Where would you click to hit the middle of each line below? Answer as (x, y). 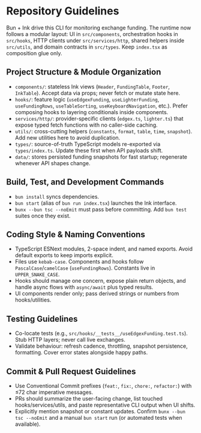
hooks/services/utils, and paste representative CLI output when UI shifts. (105, 405)
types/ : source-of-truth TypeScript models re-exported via (88, 144)
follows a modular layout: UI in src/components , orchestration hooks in (92, 34)
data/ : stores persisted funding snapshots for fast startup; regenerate (101, 157)
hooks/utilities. (33, 300)
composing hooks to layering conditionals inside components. (91, 112)
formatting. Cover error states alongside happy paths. (81, 353)
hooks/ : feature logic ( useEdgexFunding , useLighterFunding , (87, 99)
